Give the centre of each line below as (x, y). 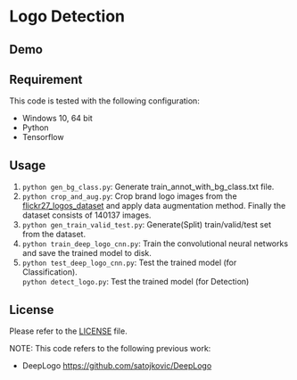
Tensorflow (43, 137)
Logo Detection (67, 17)
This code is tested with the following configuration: (105, 101)
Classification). (49, 272)
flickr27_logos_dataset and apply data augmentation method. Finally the (154, 206)
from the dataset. (54, 235)
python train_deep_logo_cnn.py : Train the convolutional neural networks (155, 244)
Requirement (46, 79)
